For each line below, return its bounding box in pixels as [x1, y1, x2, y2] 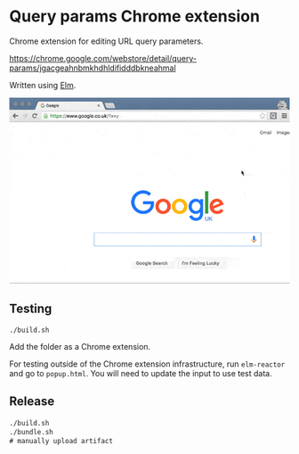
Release [9, 394, 55, 409]
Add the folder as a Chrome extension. [9, 342, 151, 352]
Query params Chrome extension [9, 6, 261, 27]
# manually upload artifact [9, 436, 114, 445]
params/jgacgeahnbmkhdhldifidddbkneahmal [9, 62, 176, 73]
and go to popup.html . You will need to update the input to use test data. [9, 368, 273, 379]
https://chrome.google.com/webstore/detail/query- [9, 53, 198, 63]
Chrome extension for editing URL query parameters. [9, 36, 204, 46]
